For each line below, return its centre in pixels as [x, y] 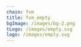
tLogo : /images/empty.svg [39, 29]
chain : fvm [20, 12]
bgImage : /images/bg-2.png [41, 23]
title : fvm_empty [29, 18]
